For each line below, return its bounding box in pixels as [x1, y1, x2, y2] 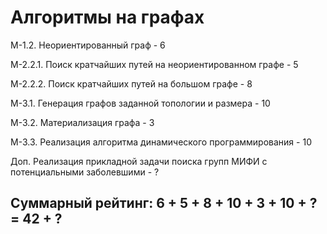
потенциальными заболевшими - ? [10, 166, 160, 178]
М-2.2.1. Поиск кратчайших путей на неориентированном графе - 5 [10, 58, 299, 70]
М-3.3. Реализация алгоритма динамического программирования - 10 [10, 136, 312, 148]
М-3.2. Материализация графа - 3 [10, 116, 155, 128]
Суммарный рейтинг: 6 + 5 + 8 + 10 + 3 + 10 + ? [10, 195, 318, 212]
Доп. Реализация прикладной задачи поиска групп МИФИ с [10, 155, 268, 167]
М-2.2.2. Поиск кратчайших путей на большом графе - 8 [10, 77, 253, 90]
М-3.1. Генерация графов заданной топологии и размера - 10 [10, 97, 271, 109]
